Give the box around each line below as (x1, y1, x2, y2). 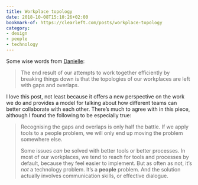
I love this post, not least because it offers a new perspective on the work (6, 92, 185, 100)
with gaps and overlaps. (20, 81, 80, 88)
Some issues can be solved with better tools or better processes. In (20, 147, 186, 154)
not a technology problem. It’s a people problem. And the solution (20, 166, 181, 173)
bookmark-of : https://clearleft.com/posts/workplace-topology (6, 19, 163, 25)
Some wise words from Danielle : (6, 57, 85, 65)
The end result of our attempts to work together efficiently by (20, 69, 170, 76)
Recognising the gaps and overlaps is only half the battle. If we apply (20, 123, 189, 130)
